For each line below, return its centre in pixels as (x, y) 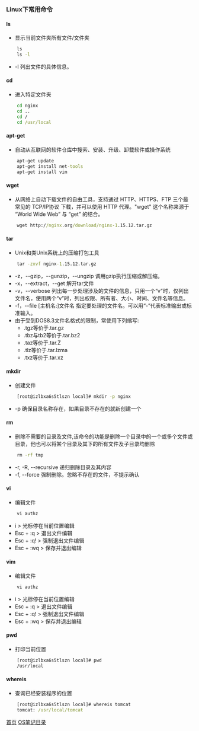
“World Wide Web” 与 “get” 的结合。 (59, 214)
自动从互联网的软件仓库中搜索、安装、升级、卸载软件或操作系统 (92, 149)
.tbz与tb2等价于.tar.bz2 (52, 335)
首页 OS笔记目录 (26, 722)
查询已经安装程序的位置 (43, 693)
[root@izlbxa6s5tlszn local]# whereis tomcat (74, 705)
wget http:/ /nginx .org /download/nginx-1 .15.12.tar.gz (84, 225)
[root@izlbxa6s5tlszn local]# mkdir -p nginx (74, 396)
